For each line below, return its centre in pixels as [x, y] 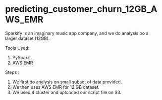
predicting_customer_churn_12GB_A [81, 9]
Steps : [12, 72]
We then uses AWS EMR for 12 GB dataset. [56, 87]
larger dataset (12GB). [27, 38]
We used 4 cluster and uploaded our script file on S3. [67, 92]
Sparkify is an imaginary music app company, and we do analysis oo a [77, 33]
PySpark [21, 57]
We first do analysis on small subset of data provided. [67, 82]
